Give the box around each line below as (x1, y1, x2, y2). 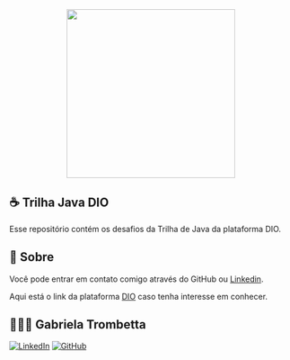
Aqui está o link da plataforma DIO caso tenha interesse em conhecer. (9, 291, 268, 301)
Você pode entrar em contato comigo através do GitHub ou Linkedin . (9, 274, 264, 284)
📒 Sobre (9, 249, 55, 265)
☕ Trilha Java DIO (9, 195, 110, 211)
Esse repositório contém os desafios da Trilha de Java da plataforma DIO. (9, 223, 281, 234)
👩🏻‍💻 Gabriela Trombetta (9, 317, 146, 332)
